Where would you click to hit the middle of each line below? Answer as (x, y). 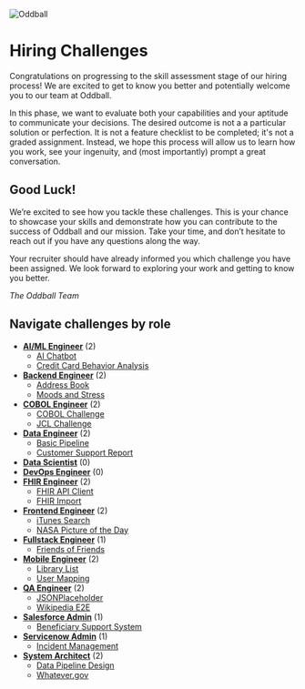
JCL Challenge (64, 423)
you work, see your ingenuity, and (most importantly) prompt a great (138, 151)
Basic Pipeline (62, 442)
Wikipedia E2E (63, 607)
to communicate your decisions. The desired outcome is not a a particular (148, 122)
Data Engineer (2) (56, 433)
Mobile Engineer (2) (61, 559)
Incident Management (77, 645)
